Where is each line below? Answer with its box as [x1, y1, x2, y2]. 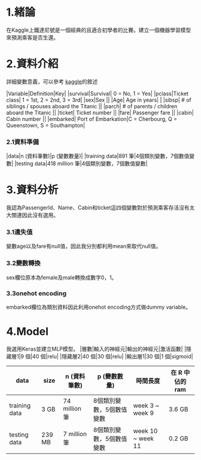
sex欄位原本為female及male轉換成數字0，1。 [6, 273, 117, 281]
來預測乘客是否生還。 [6, 33, 59, 41]
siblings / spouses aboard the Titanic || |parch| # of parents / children [6, 102, 178, 109]
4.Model [6, 325, 49, 339]
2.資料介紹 [6, 57, 59, 71]
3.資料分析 [6, 183, 59, 197]
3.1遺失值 [6, 228, 33, 236]
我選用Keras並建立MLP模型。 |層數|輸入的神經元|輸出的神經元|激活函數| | [6, 345, 187, 352]
